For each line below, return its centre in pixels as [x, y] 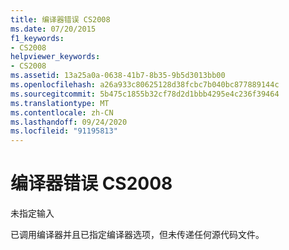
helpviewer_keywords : [55, 57]
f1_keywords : [37, 38]
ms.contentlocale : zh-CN [62, 112]
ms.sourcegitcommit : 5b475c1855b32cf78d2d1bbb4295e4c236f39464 [145, 94]
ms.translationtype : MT [60, 103]
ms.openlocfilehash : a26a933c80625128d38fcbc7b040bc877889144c [145, 85]
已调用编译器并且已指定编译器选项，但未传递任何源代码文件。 [137, 235]
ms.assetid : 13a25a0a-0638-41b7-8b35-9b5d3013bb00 [118, 76]
